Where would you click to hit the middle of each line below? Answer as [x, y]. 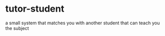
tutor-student [35, 9]
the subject [17, 28]
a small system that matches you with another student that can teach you [82, 23]
